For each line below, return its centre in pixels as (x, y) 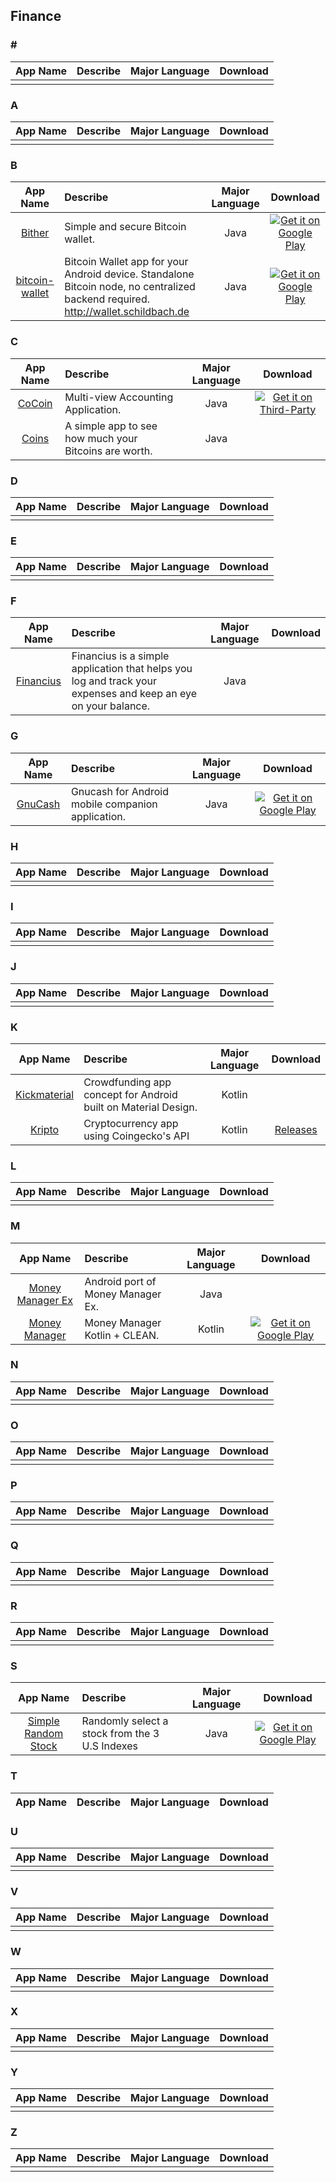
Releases (296, 1129)
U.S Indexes (109, 1746)
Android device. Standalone (129, 274)
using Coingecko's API (136, 1136)
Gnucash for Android (119, 791)
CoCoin (35, 403)
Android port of (120, 1281)
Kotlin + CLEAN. (122, 1335)
